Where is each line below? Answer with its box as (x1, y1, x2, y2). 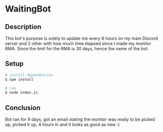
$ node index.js (5, 90, 38, 95)
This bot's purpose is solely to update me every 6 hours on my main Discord (5, 35, 158, 41)
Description (5, 23, 41, 31)
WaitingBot (5, 3, 51, 15)
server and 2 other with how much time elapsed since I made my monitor (5, 41, 152, 46)
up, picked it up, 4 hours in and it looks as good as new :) (5, 122, 120, 128)
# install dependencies (5, 73, 54, 77)
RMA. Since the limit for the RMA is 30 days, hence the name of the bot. (5, 46, 149, 51)
